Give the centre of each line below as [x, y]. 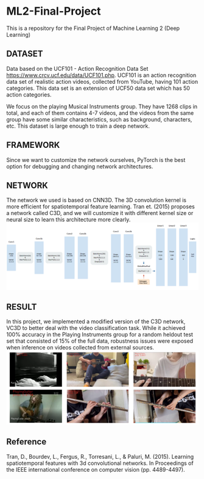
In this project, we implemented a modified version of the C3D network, [96, 321]
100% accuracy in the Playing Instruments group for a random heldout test [100, 335]
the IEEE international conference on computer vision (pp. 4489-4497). [96, 469]
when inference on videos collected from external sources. [80, 348]
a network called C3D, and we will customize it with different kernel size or [100, 213]
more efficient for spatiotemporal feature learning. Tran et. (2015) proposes [100, 207]
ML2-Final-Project [54, 11]
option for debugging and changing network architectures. [80, 166]
